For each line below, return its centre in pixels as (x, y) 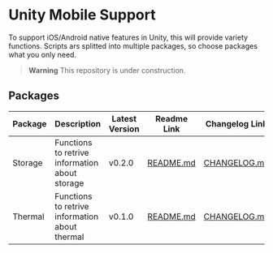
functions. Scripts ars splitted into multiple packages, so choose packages (133, 45)
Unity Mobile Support (82, 15)
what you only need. (43, 54)
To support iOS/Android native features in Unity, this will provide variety (128, 37)
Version (124, 129)
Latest (124, 118)
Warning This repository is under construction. (107, 70)
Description (78, 123)
